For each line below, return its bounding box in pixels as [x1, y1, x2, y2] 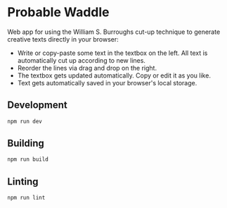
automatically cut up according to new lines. [17, 56, 146, 64]
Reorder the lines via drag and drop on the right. [17, 63, 157, 72]
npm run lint [7, 195, 46, 202]
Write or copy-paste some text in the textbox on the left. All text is [17, 49, 208, 57]
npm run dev [7, 118, 42, 125]
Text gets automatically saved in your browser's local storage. [17, 78, 197, 87]
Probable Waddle [7, 4, 110, 20]
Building [7, 137, 44, 149]
